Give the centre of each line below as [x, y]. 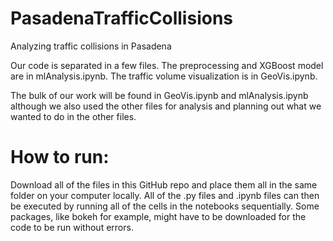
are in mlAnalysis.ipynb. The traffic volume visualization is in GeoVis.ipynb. [164, 76]
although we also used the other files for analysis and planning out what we [166, 106]
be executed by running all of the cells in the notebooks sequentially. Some [165, 206]
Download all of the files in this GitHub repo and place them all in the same [164, 184]
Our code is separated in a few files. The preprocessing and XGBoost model [167, 65]
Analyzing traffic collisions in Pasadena [91, 46]
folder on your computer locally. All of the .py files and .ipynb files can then [165, 195]
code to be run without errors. [72, 227]
